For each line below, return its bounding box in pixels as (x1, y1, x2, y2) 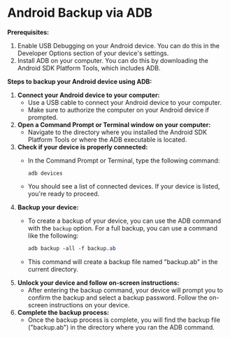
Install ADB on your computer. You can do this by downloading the (17, 56, 208, 64)
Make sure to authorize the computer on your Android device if (27, 105, 210, 114)
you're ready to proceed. (27, 189, 100, 198)
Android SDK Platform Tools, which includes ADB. (17, 64, 161, 72)
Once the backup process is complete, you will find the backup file (27, 316, 220, 324)
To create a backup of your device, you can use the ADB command (27, 216, 222, 225)
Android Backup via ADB (7, 5, 152, 21)
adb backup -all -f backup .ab (27, 244, 117, 252)
